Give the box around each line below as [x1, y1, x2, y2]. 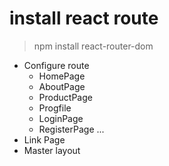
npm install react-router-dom [33, 40, 154, 52]
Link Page [23, 133, 66, 146]
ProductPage [38, 91, 93, 103]
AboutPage [38, 80, 86, 92]
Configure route [23, 59, 90, 71]
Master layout [23, 144, 81, 156]
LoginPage [38, 112, 84, 124]
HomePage [38, 70, 86, 82]
